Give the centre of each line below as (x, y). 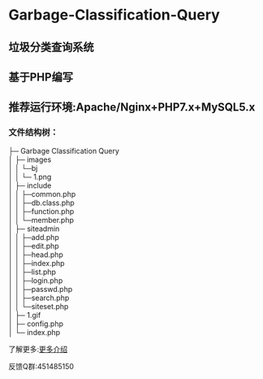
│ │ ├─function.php (41, 211)
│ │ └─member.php (41, 220)
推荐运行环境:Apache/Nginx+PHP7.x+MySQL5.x (132, 107)
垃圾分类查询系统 (51, 47)
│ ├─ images (30, 159)
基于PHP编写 (41, 77)
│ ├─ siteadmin (34, 229)
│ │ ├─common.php (42, 194)
